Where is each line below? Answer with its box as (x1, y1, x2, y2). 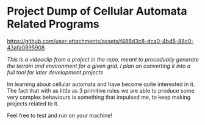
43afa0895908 (7, 44, 45, 51)
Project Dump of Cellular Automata (7, 4, 187, 18)
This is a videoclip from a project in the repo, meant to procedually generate (7, 55, 199, 63)
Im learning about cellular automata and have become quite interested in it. (7, 80, 195, 88)
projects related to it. (7, 99, 59, 107)
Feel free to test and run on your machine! (7, 112, 112, 119)
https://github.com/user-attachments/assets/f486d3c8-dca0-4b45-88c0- (7, 37, 194, 45)
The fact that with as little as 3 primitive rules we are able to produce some (7, 87, 195, 94)
